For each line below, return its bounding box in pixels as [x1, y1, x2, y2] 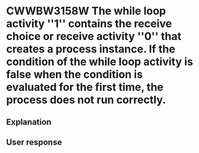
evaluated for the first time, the [6, 81, 164, 94]
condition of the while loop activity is [6, 55, 193, 69]
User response [6, 137, 62, 147]
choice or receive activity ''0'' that [6, 30, 182, 43]
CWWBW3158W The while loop [6, 4, 166, 18]
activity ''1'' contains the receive [6, 17, 172, 30]
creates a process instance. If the [6, 42, 176, 56]
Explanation [6, 117, 52, 127]
